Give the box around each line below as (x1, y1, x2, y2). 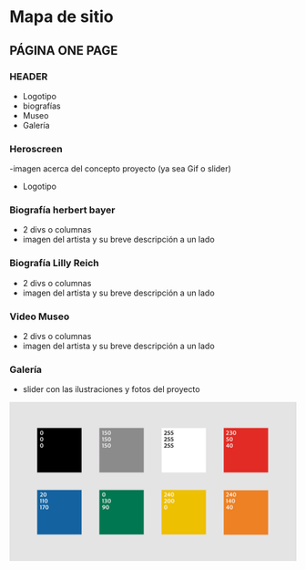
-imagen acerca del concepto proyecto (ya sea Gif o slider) (9, 163, 232, 174)
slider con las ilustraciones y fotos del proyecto (22, 384, 200, 395)
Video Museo (9, 310, 70, 323)
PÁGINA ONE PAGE (9, 43, 118, 58)
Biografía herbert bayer (9, 203, 116, 216)
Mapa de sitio (9, 6, 114, 27)
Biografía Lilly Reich (9, 257, 99, 270)
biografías (22, 100, 61, 111)
